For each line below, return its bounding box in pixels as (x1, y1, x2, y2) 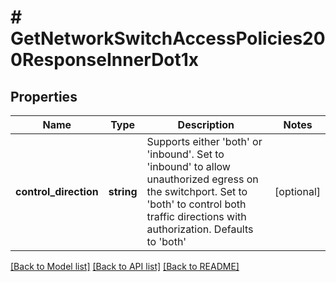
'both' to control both (146, 197, 247, 211)
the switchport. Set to (146, 185, 248, 198)
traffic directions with (146, 210, 247, 223)
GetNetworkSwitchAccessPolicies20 (10, 27, 326, 50)
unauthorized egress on (146, 172, 259, 186)
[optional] (274, 185, 321, 198)
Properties (10, 88, 78, 105)
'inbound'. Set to (146, 147, 225, 161)
